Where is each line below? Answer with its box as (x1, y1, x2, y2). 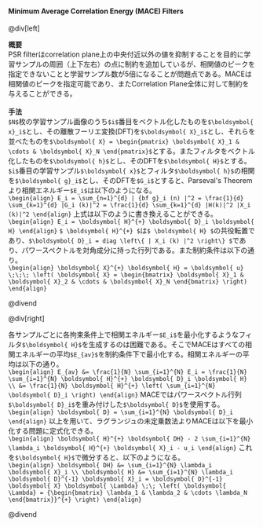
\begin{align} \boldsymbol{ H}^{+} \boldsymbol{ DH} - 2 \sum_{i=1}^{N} (8, 435, 251, 443)
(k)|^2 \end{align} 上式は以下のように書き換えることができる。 (8, 209, 218, 219)
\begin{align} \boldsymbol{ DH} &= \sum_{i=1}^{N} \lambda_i (8, 462, 213, 470)
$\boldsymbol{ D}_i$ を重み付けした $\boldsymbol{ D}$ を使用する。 (8, 400, 225, 409)
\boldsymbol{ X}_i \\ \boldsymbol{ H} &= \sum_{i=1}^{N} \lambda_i (8, 468, 234, 477)
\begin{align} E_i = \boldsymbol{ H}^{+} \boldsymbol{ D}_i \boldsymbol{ (8, 218, 255, 226)
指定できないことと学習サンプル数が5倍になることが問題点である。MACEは (8, 69, 253, 79)
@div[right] (8, 314, 45, 324)
